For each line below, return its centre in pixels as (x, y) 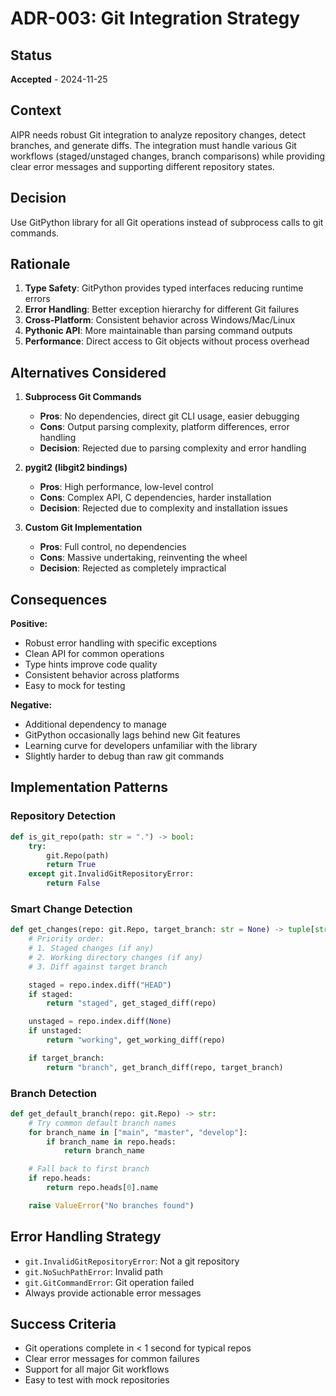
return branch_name (104, 1151)
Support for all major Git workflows (97, 1369)
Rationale (40, 264)
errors (37, 299)
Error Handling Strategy (86, 1237)
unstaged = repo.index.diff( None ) (100, 1022)
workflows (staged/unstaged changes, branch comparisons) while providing (167, 156)
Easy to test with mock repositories (97, 1380)
